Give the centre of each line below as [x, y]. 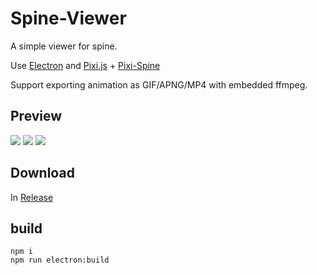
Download [42, 173]
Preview [36, 116]
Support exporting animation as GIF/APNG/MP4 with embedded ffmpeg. [159, 84]
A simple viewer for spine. [64, 46]
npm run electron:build [60, 260]
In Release [32, 197]
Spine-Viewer [68, 18]
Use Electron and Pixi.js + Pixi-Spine [85, 65]
